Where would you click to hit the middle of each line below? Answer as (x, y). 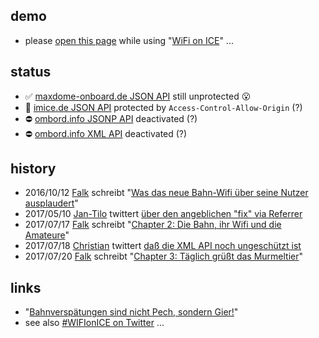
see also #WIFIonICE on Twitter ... (94, 323)
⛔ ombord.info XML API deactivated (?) (106, 133)
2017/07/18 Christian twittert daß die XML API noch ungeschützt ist (163, 246)
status (31, 72)
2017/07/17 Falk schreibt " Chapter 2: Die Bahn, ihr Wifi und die (153, 225)
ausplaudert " (51, 203)
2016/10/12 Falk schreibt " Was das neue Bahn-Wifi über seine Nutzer (166, 193)
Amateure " (47, 235)
